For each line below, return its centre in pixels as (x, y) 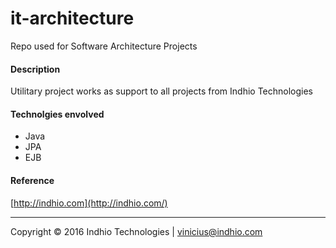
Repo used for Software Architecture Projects (104, 46)
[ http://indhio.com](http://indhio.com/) (89, 203)
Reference (32, 180)
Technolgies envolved (57, 114)
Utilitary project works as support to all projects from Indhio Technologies (162, 91)
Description (35, 69)
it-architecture (72, 18)
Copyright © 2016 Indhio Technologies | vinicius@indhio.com (136, 231)
